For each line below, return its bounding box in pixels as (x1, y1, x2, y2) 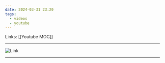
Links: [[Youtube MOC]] (5, 34, 53, 40)
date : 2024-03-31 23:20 (5, 7, 54, 12)
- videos (9, 16, 27, 21)
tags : (5, 12, 16, 16)
